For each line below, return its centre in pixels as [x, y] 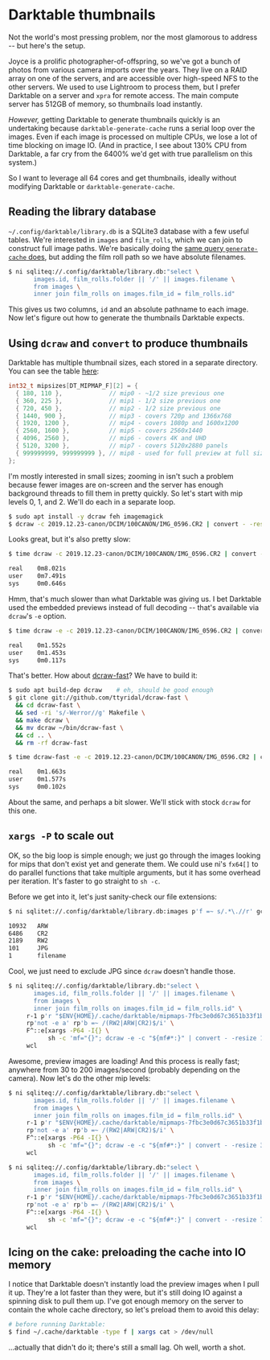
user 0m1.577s [37, 779]
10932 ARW [28, 926]
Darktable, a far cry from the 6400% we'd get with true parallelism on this [131, 154]
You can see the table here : [54, 371]
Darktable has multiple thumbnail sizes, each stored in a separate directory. [133, 363]
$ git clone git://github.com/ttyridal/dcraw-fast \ [98, 698]
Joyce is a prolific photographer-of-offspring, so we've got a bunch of [125, 61]
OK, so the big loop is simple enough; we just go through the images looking [135, 855]
